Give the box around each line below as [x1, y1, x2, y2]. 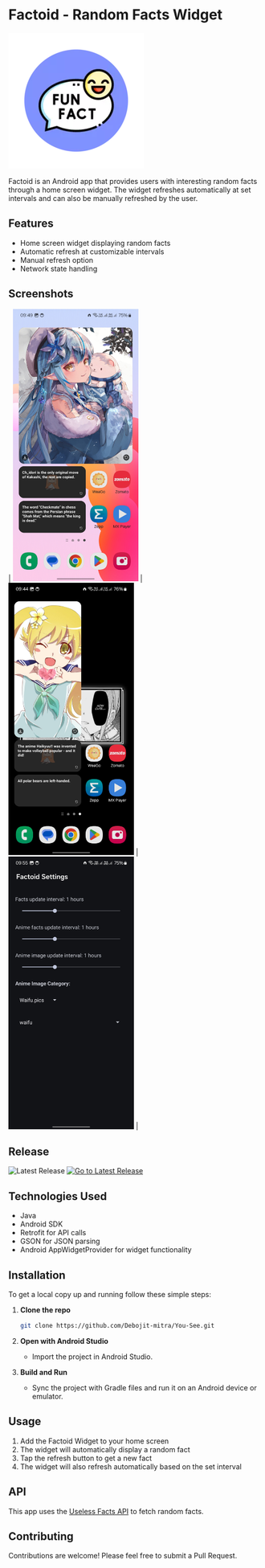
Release [8, 1145, 50, 1159]
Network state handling [19, 264, 98, 273]
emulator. [31, 1391, 63, 1401]
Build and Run [19, 1367, 68, 1377]
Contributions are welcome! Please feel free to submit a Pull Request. [8, 1551, 238, 1561]
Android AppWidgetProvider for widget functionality [19, 1245, 192, 1255]
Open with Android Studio [19, 1336, 108, 1345]
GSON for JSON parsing [19, 1236, 100, 1247]
